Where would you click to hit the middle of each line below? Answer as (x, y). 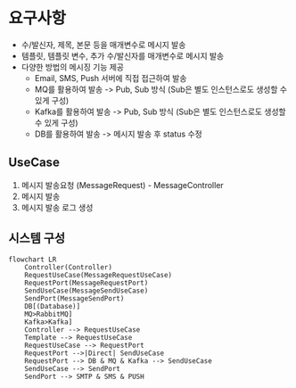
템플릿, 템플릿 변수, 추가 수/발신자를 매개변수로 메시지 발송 (123, 55)
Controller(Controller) (69, 267)
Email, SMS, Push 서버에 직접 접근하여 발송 (111, 78)
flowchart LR (33, 260)
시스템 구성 (37, 239)
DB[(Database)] (53, 306)
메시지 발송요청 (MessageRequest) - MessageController (122, 185)
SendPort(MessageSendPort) (74, 298)
